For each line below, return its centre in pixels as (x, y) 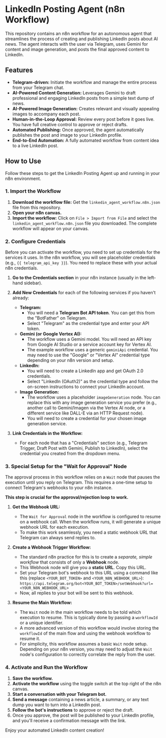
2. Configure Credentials (35, 241)
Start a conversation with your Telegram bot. (59, 694)
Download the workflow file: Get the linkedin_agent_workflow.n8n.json (86, 202)
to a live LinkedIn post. (35, 146)
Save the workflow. (32, 678)
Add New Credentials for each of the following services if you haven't (84, 293)
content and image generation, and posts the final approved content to (77, 49)
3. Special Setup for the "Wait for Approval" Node (66, 467)
